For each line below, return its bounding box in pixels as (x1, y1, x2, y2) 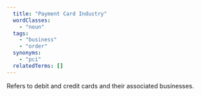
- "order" (19, 43, 48, 50)
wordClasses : (13, 17, 51, 24)
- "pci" (19, 56, 41, 63)
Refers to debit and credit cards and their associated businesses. (6, 81, 194, 90)
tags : (13, 29, 29, 37)
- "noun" (19, 23, 45, 30)
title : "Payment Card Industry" (13, 10, 108, 18)
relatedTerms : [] (13, 62, 64, 69)
